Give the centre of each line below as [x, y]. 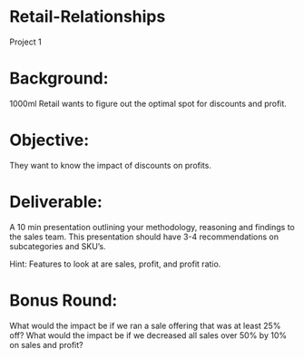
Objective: [49, 140]
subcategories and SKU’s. [58, 246]
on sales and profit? [46, 344]
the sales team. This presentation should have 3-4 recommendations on [144, 237]
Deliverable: [56, 202]
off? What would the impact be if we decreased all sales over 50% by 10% [148, 335]
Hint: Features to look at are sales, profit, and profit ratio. [115, 264]
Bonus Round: [64, 300]
